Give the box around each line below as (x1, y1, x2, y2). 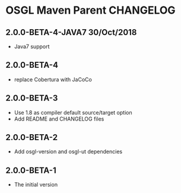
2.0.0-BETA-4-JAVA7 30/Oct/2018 (5, 27, 137, 37)
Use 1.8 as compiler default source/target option (14, 109, 132, 116)
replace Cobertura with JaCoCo (14, 75, 93, 83)
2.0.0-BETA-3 (5, 93, 58, 103)
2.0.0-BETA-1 (5, 165, 57, 175)
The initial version (14, 181, 58, 188)
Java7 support (14, 43, 50, 50)
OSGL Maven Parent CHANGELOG (5, 4, 176, 17)
